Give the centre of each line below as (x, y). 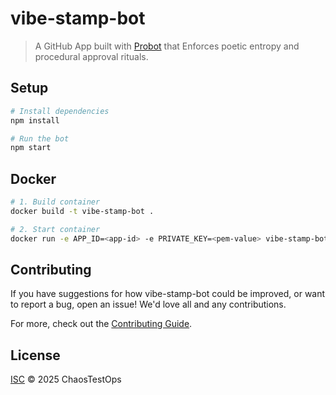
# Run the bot (40, 138)
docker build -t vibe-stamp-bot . (82, 211)
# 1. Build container (55, 202)
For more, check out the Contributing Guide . (101, 324)
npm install (35, 120)
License (35, 355)
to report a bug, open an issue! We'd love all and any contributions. (148, 304)
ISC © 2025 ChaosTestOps (66, 379)
